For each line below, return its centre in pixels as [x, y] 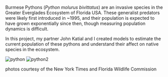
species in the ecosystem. [32, 49]
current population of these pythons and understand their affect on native [82, 44]
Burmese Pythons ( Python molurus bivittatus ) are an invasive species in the [84, 7]
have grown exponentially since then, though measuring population [75, 23]
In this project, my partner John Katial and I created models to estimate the [83, 38]
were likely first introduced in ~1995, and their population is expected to [80, 18]
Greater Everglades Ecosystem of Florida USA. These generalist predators [83, 13]
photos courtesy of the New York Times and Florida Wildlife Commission [81, 69]
